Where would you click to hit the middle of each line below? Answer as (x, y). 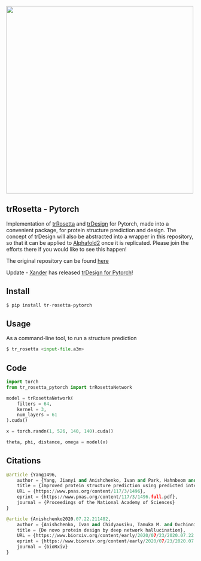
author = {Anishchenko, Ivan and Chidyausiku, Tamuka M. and (95, 524)
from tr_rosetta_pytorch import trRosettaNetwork (69, 387)
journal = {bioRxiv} (42, 547)
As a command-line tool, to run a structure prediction (71, 338)
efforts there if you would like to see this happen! (66, 249)
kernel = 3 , (32, 409)
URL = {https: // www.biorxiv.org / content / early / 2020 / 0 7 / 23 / (92, 536)
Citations (24, 461)
